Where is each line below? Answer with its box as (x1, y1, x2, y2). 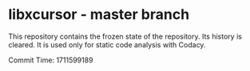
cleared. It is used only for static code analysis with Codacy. (8, 39, 206, 49)
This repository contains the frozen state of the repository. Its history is (8, 32, 242, 41)
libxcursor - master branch (8, 6, 190, 24)
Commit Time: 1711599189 (8, 55, 93, 65)
